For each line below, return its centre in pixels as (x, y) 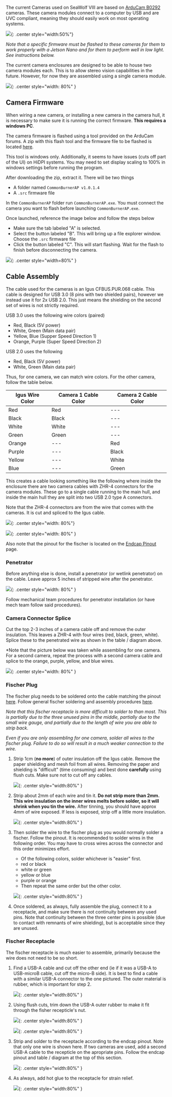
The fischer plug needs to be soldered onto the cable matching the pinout (83, 696)
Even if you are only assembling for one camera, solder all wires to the (80, 738)
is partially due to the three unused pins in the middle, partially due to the (83, 717)
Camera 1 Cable (78, 395)
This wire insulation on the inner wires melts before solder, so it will (86, 801)
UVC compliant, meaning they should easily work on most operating (77, 18)
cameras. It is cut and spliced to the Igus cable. (55, 513)
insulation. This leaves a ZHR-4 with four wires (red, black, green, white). (82, 635)
